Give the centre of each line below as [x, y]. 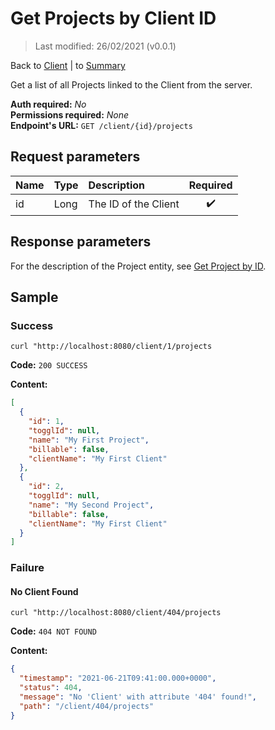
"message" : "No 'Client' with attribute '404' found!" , [138, 697]
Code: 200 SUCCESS [49, 365]
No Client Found [44, 591]
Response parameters [81, 242]
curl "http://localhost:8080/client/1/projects [111, 347]
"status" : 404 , [51, 688]
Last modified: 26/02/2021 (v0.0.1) [105, 46]
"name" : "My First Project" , [89, 440]
